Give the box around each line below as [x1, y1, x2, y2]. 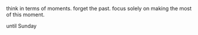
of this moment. [6, 11, 45, 18]
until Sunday [6, 23, 37, 29]
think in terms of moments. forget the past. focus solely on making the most [6, 5, 192, 12]
